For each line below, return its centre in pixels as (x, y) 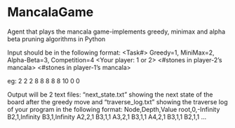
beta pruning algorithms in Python (56, 38)
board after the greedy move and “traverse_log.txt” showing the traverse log (117, 101)
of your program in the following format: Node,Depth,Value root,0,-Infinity (114, 109)
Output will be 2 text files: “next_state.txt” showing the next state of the (110, 94)
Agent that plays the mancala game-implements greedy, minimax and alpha (116, 31)
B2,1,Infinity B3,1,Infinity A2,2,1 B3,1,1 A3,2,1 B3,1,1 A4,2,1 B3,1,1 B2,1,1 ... (107, 117)
